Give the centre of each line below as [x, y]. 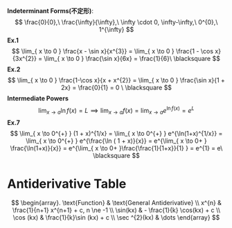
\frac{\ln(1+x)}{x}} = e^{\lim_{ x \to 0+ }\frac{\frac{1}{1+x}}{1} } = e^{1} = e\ [116, 148]
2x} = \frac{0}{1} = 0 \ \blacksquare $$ [116, 87]
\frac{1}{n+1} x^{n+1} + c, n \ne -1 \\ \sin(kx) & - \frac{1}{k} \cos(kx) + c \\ [116, 210]
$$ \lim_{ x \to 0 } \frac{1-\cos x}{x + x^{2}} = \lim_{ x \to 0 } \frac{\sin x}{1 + [116, 80]
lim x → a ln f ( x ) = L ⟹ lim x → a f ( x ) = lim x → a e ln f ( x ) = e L [116, 111]
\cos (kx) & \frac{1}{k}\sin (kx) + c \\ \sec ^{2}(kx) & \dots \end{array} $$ [116, 218]
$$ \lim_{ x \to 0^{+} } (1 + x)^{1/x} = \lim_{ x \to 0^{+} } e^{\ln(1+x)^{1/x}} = [116, 134]
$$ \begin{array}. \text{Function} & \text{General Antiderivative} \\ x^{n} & [116, 203]
